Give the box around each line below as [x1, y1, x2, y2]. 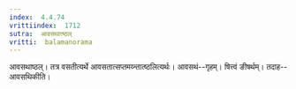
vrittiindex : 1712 [9, 21, 81, 30]
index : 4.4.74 [9, 12, 65, 22]
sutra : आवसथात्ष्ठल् [9, 29, 72, 38]
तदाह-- [266, 62, 288, 72]
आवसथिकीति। [9, 71, 51, 82]
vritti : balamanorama [9, 37, 93, 47]
